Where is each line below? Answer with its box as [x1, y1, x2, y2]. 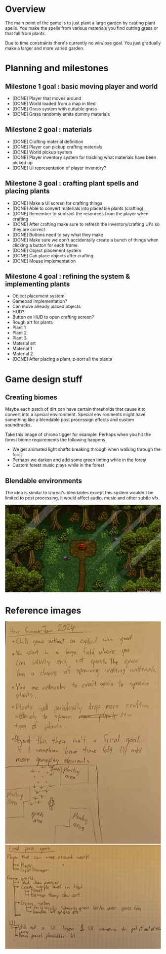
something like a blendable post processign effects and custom [5, 417, 134, 423]
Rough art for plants [12, 319, 53, 325]
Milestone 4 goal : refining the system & [5, 272, 130, 281]
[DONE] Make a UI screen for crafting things [12, 200, 103, 206]
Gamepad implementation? [12, 298, 68, 304]
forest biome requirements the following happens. [5, 437, 107, 443]
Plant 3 [12, 335, 27, 341]
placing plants [5, 187, 50, 195]
